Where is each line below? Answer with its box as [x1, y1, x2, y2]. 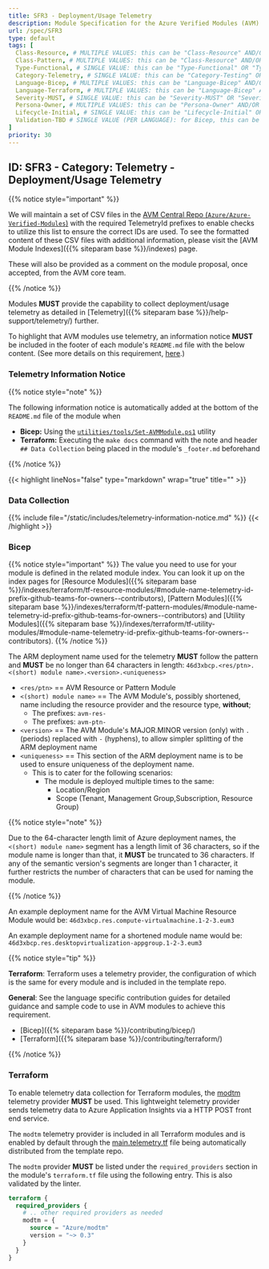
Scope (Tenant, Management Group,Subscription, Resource [55, 794, 254, 803]
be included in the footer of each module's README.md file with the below [8, 340, 246, 350]
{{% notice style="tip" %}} [8, 953, 96, 963]
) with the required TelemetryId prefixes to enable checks [65, 218, 255, 228]
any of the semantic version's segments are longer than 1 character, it [8, 859, 239, 868]
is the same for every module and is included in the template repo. [8, 977, 227, 987]
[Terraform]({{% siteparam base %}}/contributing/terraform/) [19, 1034, 223, 1044]
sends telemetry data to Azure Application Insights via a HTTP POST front [8, 1105, 252, 1114]
